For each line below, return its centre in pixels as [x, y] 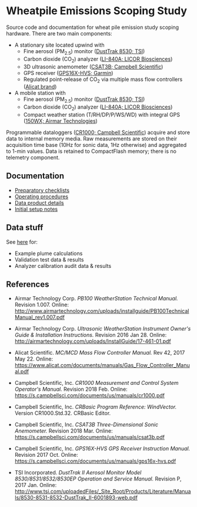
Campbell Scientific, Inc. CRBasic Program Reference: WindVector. [96, 407]
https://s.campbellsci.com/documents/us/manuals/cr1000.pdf [89, 395]
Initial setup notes [36, 209]
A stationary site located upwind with [59, 45]
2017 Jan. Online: [36, 485]
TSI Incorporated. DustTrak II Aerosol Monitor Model [78, 473]
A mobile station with [40, 93]
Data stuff [25, 228]
